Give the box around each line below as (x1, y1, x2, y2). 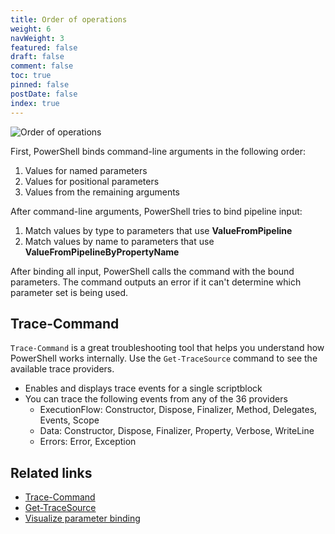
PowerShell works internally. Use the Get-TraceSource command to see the (10, 352, 318, 365)
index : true (10, 98, 60, 108)
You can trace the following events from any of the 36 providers (24, 393, 288, 405)
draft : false (10, 52, 65, 62)
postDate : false (10, 89, 78, 99)
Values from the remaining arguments (24, 186, 181, 198)
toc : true (10, 71, 52, 81)
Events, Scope (39, 414, 100, 426)
